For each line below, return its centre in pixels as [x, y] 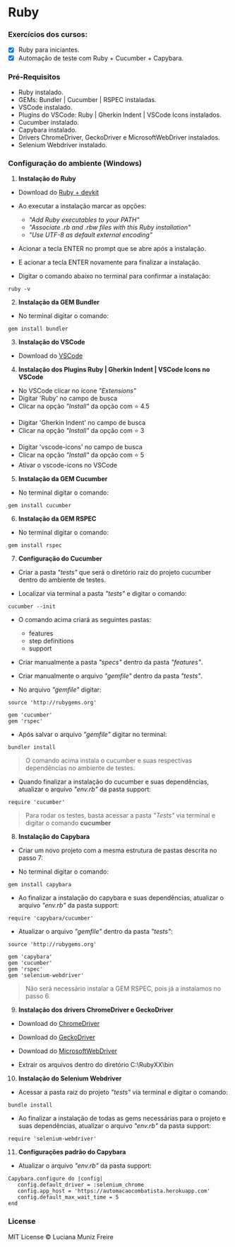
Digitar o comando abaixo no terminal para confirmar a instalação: [114, 276]
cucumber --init [32, 606]
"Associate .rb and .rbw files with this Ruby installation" [110, 227]
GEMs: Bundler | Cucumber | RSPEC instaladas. [88, 99]
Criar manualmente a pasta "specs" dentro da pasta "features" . [110, 662]
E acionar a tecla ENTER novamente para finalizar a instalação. [109, 262]
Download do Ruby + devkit [59, 193]
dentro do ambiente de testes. [62, 580]
